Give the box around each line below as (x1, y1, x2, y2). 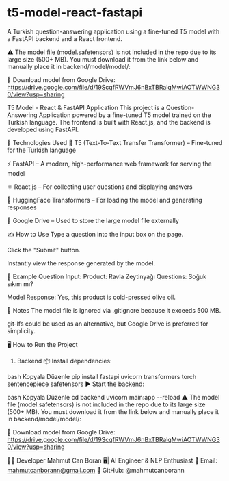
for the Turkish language (7, 146, 77, 154)
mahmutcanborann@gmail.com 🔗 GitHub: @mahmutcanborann (7, 466, 185, 474)
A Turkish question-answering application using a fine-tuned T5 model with (7, 27, 220, 36)
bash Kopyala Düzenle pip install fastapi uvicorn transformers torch (7, 372, 197, 380)
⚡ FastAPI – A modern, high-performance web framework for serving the (7, 159, 212, 168)
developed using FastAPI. (7, 125, 79, 133)
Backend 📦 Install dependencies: (16, 356, 112, 365)
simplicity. (7, 326, 36, 335)
